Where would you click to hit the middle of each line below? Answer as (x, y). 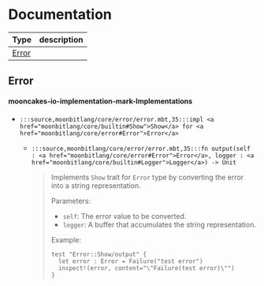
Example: (66, 239)
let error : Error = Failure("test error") (130, 261)
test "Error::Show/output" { (99, 254)
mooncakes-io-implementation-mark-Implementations (100, 101)
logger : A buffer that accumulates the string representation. (159, 224)
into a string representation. (96, 185)
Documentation (60, 15)
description (61, 40)
